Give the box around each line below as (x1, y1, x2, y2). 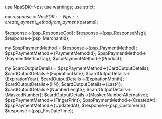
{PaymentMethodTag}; (5, 55, 52, 61)
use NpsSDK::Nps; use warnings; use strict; (5, 4, 95, 10)
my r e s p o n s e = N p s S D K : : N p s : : (5, 14, 79, 19)
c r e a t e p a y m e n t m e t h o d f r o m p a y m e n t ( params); (5, 19, 98, 26)
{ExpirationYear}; (5, 76, 40, 82)
